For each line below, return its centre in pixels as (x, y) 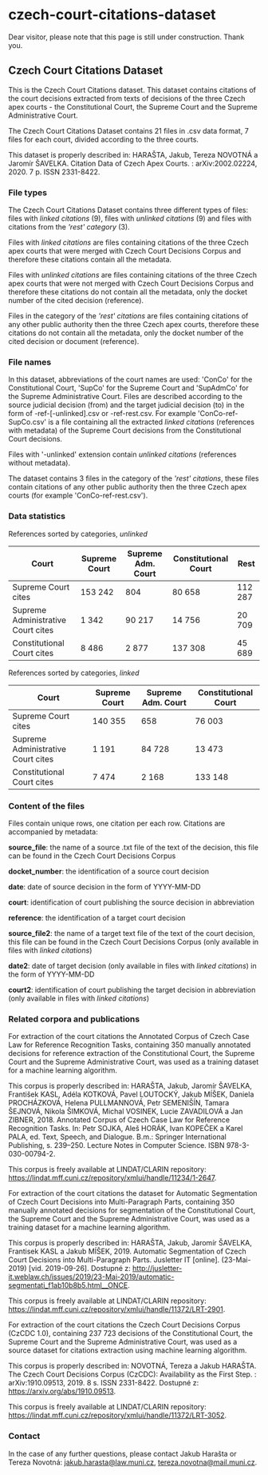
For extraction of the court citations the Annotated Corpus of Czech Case (129, 1037)
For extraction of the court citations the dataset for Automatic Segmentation (133, 1193)
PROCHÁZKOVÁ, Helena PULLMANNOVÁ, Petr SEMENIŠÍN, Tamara (119, 1103)
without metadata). (39, 463)
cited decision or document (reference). (74, 342)
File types (28, 192)
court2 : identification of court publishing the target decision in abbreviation (132, 989)
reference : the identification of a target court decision (97, 917)
